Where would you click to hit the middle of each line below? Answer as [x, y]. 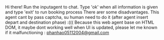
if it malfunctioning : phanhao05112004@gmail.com [57, 33]
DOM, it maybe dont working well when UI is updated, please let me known [81, 27]
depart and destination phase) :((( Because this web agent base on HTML [80, 22]
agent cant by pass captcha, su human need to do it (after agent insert [77, 17]
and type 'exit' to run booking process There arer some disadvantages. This [82, 12]
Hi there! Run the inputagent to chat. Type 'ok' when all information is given [82, 7]
